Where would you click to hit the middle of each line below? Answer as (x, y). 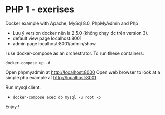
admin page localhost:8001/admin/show (54, 43)
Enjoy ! (12, 106)
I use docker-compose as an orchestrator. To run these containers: (75, 53)
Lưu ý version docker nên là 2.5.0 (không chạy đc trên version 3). (80, 33)
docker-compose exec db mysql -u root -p (57, 97)
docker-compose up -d (28, 63)
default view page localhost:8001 (47, 38)
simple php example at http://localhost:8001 (51, 77)
